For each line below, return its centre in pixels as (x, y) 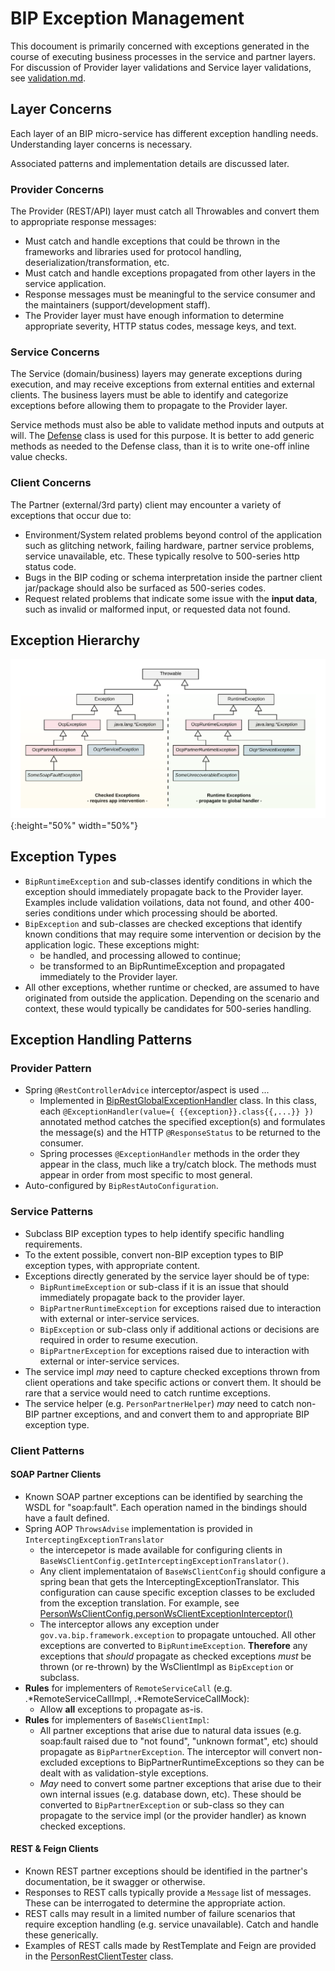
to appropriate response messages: (83, 222)
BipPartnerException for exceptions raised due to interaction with (174, 1350)
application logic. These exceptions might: (112, 944)
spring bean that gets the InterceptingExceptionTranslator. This (169, 1581)
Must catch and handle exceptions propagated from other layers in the (170, 273)
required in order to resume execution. (119, 1339)
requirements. (53, 1244)
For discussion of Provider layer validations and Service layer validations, (161, 67)
